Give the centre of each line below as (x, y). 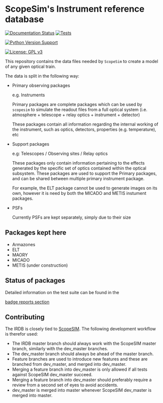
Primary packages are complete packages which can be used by (77, 104)
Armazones (24, 244)
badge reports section (27, 302)
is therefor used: (21, 334)
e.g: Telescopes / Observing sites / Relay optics (60, 153)
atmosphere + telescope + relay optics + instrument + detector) (76, 115)
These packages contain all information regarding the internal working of (85, 124)
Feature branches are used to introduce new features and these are (80, 359)
